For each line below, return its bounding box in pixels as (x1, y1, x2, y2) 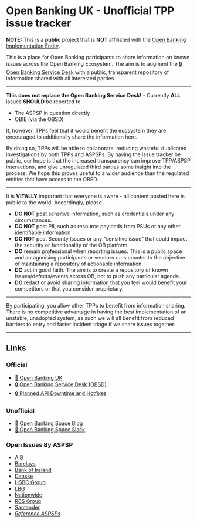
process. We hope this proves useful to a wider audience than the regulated (6, 169, 189, 177)
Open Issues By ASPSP (6, 440, 73, 448)
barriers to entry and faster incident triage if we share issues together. (6, 320, 176, 328)
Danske (14, 473, 33, 480)
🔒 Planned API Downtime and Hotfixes (14, 389, 107, 397)
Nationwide (14, 491, 43, 498)
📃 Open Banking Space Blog (14, 420, 83, 427)
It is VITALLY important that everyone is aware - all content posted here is (6, 193, 185, 200)
